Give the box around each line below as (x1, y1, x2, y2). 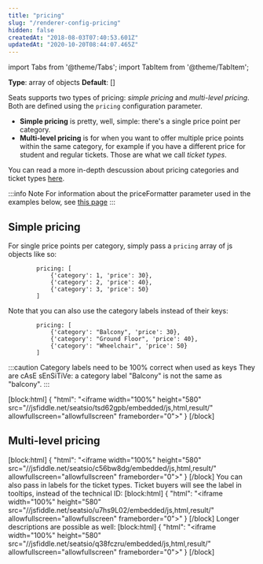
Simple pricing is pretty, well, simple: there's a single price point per (19, 117, 241, 126)
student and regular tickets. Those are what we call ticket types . (19, 150, 228, 160)
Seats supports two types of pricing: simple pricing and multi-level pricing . (8, 93, 250, 102)
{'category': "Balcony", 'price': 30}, (49, 328, 181, 336)
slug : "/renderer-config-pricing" (8, 19, 122, 27)
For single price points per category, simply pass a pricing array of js (8, 241, 233, 250)
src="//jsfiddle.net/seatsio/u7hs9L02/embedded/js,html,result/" (8, 505, 214, 514)
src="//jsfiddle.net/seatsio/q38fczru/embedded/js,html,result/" (8, 539, 212, 548)
